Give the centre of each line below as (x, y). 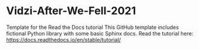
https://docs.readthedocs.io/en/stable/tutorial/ (64, 40)
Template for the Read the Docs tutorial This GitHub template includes (93, 27)
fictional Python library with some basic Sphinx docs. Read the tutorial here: (100, 33)
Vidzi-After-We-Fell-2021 (71, 11)
